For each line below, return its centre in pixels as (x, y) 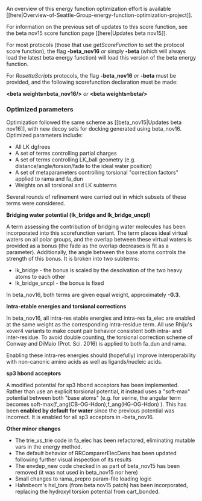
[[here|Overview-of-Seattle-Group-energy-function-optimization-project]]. (99, 15)
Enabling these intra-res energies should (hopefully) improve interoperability (101, 355)
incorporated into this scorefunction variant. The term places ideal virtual (97, 233)
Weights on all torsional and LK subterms (66, 185)
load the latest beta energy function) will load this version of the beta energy (101, 58)
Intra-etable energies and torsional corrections (66, 307)
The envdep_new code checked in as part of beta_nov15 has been (97, 466)
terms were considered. (36, 204)
